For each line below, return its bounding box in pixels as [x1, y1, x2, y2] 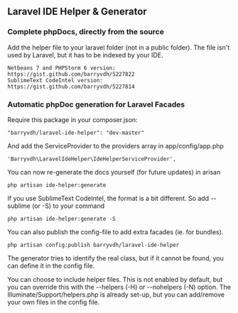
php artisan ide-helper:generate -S [7, 215, 116, 222]
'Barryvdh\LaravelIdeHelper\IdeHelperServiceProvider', [7, 155, 176, 163]
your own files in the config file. [7, 297, 100, 306]
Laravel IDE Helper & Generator [7, 6, 147, 18]
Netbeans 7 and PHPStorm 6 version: [7, 64, 116, 72]
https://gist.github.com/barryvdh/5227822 [7, 70, 135, 77]
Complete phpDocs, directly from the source [7, 27, 165, 37]
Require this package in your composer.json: [7, 115, 138, 123]
